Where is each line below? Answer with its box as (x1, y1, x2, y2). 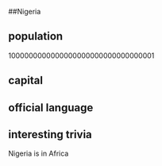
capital (8, 74, 44, 87)
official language (8, 101, 94, 114)
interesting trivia (8, 127, 93, 141)
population (8, 29, 64, 43)
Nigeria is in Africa (8, 149, 69, 158)
